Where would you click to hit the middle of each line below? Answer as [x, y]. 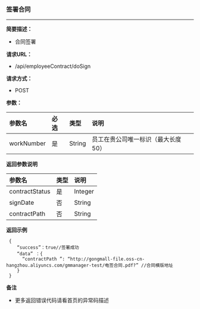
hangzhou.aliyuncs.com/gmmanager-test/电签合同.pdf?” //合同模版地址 [90, 266]
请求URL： [19, 54]
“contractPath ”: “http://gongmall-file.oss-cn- [83, 259]
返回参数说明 [22, 164]
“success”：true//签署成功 [48, 248]
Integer [84, 192]
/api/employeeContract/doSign [53, 66]
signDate [22, 202]
